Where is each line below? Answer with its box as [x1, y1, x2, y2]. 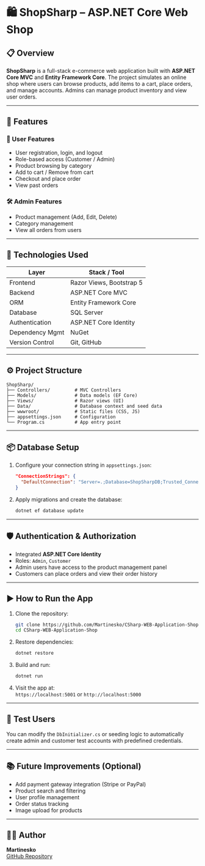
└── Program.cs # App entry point [6, 419, 121, 425]
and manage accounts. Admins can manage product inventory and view [6, 87, 187, 94]
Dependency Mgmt [9, 328, 65, 336]
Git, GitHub [70, 338, 102, 347]
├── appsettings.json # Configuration [6, 413, 116, 420]
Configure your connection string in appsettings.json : [15, 461, 152, 469]
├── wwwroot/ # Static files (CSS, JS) [6, 409, 140, 415]
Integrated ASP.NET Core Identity [15, 550, 102, 558]
